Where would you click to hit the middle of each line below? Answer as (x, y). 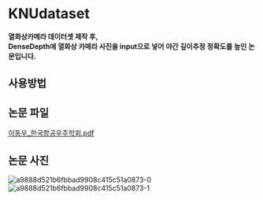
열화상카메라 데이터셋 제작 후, (53, 36)
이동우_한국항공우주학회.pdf (51, 133)
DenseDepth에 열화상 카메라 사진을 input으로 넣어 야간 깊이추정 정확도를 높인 (128, 46)
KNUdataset (49, 14)
